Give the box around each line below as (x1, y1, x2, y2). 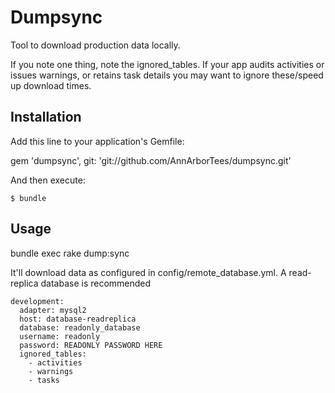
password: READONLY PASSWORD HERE (19, 340, 163, 350)
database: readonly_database (19, 322, 141, 333)
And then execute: (10, 174, 86, 186)
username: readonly (19, 331, 101, 341)
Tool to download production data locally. (10, 39, 181, 51)
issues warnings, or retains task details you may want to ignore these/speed (10, 69, 324, 81)
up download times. (10, 79, 92, 91)
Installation (10, 109, 82, 126)
